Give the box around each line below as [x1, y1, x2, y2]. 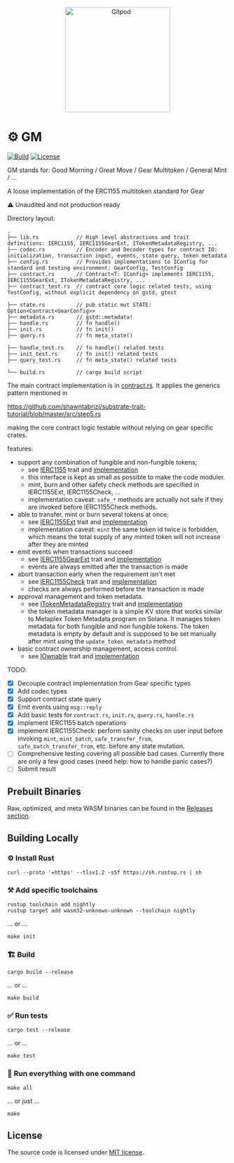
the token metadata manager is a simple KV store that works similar [27, 607, 223, 616]
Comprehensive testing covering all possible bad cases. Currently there [17, 750, 225, 758]
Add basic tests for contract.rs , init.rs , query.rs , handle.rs [17, 711, 195, 719]
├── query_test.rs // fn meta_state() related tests [7, 357, 177, 364]
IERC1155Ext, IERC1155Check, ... [27, 488, 121, 496]
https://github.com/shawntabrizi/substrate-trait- [7, 402, 146, 411]
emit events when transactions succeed [17, 547, 133, 556]
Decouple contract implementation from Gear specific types [17, 679, 191, 687]
